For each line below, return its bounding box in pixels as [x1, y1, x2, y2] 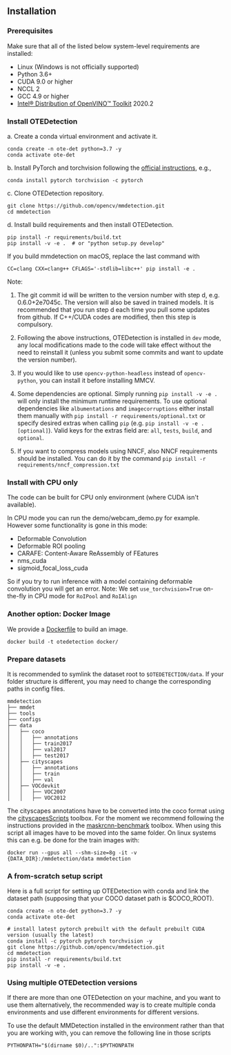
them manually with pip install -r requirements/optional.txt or [17, 411, 205, 420]
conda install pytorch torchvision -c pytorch [7, 177, 143, 184]
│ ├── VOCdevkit [7, 782, 60, 789]
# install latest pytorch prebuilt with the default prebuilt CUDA [7, 926, 205, 933]
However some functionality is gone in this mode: [7, 521, 148, 530]
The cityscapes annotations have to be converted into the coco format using [7, 807, 225, 815]
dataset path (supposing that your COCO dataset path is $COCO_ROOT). [7, 894, 214, 903]
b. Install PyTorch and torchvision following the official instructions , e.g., [7, 164, 212, 172]
